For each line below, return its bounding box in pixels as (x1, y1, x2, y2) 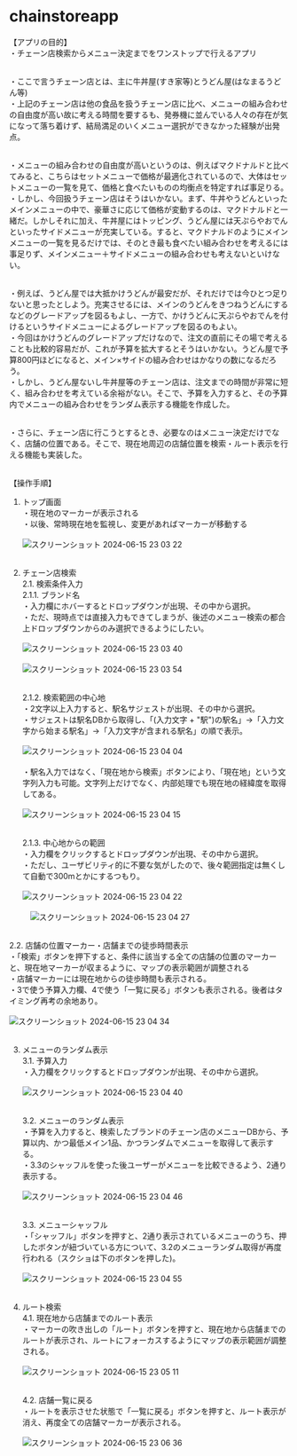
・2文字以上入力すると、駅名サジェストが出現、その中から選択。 (21, 703, 260, 713)
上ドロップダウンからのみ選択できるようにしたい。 (21, 623, 209, 634)
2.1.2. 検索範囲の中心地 (21, 692, 106, 703)
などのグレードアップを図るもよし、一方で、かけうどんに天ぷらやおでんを (9, 310, 281, 320)
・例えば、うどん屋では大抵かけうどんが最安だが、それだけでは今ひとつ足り (9, 287, 288, 298)
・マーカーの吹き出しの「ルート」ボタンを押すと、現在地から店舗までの (21, 1324, 286, 1334)
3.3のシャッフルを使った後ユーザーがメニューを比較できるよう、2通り (29, 1160, 287, 1170)
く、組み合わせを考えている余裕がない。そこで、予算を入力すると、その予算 (9, 388, 288, 398)
